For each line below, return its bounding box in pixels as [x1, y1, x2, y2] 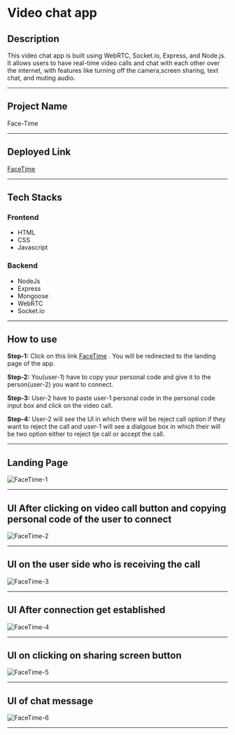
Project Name [7, 100, 68, 113]
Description [7, 33, 59, 45]
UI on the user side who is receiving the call [7, 558, 201, 570]
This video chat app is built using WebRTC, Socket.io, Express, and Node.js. [7, 51, 226, 60]
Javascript [17, 243, 48, 252]
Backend [7, 261, 38, 270]
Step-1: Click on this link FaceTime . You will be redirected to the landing [7, 352, 216, 360]
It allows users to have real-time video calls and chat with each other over [7, 59, 220, 67]
